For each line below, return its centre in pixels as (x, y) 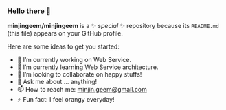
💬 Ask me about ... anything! (57, 82)
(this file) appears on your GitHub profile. (65, 33)
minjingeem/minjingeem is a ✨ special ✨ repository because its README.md (113, 26)
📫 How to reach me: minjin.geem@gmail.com (82, 90)
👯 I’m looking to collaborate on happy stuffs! (79, 74)
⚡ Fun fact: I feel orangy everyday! (66, 100)
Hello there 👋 (29, 11)
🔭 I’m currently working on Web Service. (74, 60)
